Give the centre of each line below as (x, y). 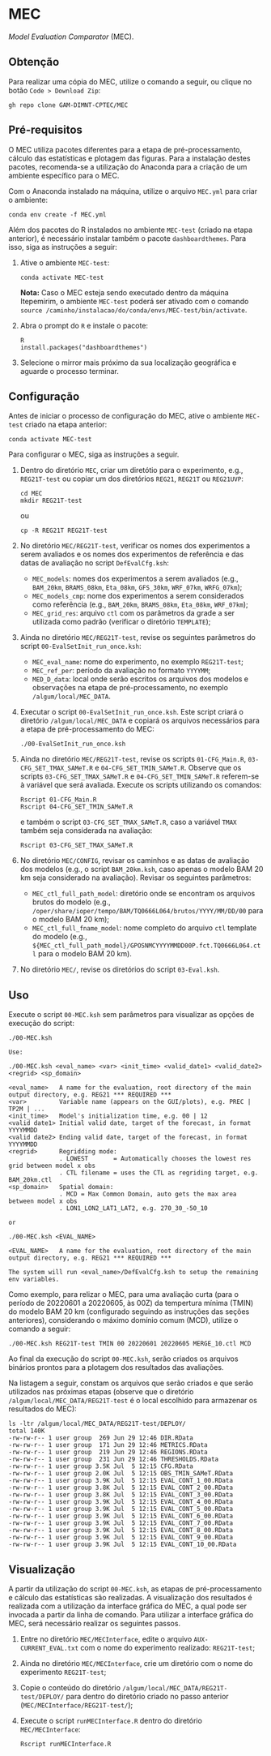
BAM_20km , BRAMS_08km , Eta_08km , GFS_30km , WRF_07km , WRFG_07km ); (137, 587)
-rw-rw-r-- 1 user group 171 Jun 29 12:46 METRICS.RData (108, 1445)
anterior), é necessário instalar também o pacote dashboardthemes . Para (127, 238)
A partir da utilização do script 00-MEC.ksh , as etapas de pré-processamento (135, 1589)
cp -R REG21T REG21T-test (64, 531)
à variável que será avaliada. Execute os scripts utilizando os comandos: (141, 785)
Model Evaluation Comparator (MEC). (71, 36)
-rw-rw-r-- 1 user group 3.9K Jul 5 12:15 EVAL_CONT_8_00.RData (121, 1531)
